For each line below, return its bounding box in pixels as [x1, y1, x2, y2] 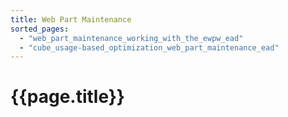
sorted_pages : [10, 24, 70, 34]
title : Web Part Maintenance [10, 14, 132, 25]
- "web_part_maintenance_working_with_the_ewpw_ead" [19, 33, 244, 43]
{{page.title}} [10, 86, 125, 108]
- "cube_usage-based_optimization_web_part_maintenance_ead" [19, 42, 280, 53]
